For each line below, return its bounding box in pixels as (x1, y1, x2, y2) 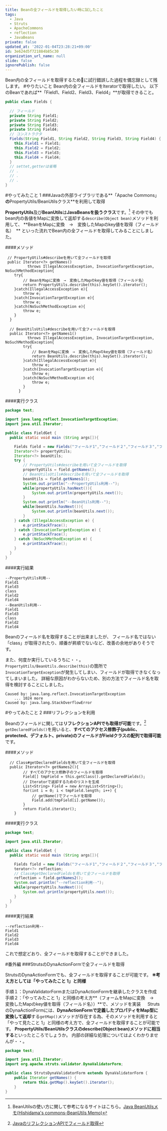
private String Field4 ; (9, 127, 59, 132)
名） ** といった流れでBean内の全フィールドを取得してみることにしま (5, 228, 150, 234)
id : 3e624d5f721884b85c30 (5, 49, 59, 54)
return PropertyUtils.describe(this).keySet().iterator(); (23, 282, 148, 287)
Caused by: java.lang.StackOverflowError (5, 700, 92, 705)
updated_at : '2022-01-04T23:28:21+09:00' (5, 44, 92, 49)
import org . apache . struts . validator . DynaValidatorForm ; (5, 1062, 123, 1067)
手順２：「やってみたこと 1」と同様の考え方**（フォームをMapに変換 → (5, 995, 154, 1001)
